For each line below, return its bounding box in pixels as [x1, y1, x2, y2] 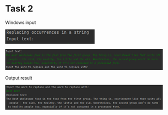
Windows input [5, 19, 36, 25]
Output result [5, 75, 32, 81]
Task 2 [5, 3, 33, 14]
